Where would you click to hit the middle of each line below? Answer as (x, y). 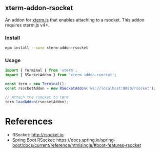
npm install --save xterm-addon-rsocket (47, 48)
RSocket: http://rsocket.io (38, 135)
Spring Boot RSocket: (33, 140)
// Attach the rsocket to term (37, 97)
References (29, 121)
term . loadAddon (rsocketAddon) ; (37, 102)
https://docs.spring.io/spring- (86, 140)
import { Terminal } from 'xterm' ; (41, 70)
